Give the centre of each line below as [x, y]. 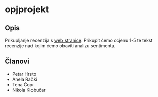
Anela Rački [24, 79]
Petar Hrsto [24, 74]
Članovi [17, 62]
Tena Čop [22, 84]
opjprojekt [27, 9]
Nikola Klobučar [29, 90]
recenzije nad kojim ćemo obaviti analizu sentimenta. [60, 46]
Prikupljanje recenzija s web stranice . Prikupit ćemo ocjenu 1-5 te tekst [79, 40]
